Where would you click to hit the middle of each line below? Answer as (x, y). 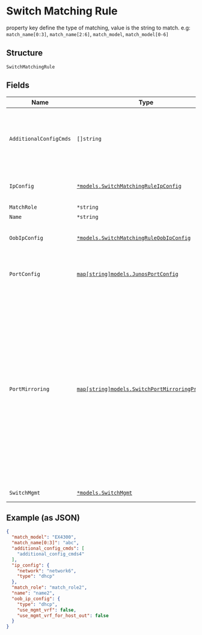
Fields (18, 85)
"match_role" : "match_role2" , (49, 587)
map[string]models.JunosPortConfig (127, 274)
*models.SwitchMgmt (105, 492)
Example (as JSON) (43, 517)
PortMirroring (29, 389)
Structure (25, 53)
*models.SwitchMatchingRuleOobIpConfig (134, 238)
